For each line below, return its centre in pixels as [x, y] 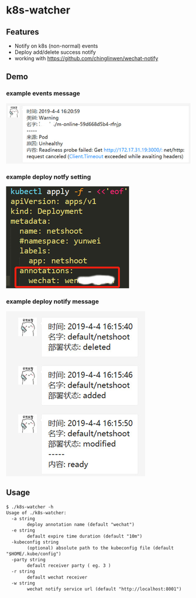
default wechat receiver [57, 577]
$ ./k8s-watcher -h [30, 507]
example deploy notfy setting [49, 177]
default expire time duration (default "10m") [85, 536]
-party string [28, 560]
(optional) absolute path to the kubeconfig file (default [101, 548]
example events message [43, 93]
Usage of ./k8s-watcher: [36, 513]
